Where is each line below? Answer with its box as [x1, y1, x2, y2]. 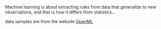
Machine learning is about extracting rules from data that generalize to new [5, 4, 157, 10]
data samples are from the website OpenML [5, 19, 94, 24]
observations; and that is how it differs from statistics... [5, 9, 116, 15]
